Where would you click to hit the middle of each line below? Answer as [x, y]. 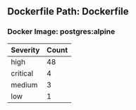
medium [24, 85]
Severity [25, 50]
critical [22, 73]
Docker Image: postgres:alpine [61, 32]
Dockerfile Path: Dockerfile [68, 12]
